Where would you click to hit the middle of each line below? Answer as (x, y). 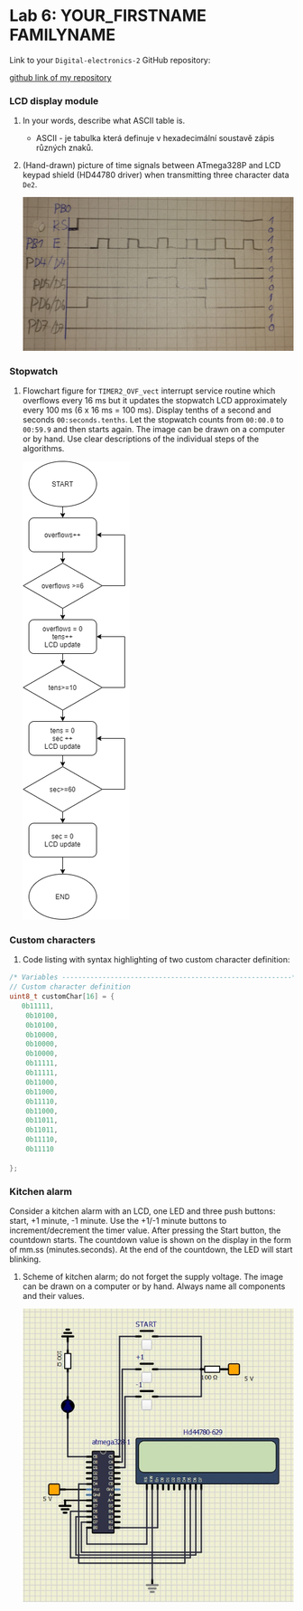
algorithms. (43, 449)
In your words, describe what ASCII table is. (104, 121)
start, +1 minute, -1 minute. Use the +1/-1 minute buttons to (118, 1221)
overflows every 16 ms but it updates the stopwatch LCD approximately (155, 401)
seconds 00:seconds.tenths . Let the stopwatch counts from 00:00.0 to (153, 420)
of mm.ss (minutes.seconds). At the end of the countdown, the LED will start (151, 1250)
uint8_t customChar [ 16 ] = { (62, 997)
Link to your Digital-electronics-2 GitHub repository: (110, 60)
